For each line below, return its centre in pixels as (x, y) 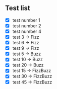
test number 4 (27, 31)
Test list (18, 8)
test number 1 (26, 20)
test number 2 (27, 26)
